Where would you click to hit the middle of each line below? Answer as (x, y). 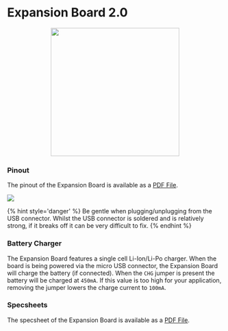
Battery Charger (35, 243)
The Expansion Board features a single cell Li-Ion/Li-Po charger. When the (112, 259)
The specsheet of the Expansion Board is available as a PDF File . (99, 320)
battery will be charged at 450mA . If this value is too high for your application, (114, 280)
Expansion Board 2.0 (67, 13)
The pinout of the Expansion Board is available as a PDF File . (92, 185)
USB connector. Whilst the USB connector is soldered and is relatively (105, 219)
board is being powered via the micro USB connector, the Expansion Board (113, 265)
